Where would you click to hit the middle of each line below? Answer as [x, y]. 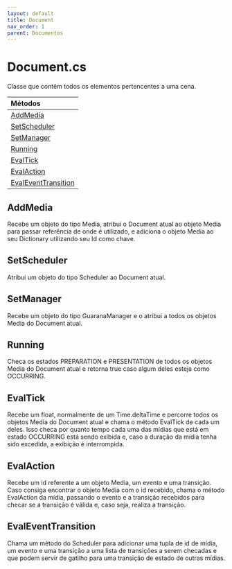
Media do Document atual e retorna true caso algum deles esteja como [108, 369]
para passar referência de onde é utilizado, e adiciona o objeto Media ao [110, 231]
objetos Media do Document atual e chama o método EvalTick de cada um [113, 422]
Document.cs [47, 67]
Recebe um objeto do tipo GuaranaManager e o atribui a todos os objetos [112, 315]
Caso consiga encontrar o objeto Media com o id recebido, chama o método [116, 490]
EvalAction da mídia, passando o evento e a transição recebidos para [106, 498]
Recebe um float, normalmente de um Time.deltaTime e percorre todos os [113, 415]
